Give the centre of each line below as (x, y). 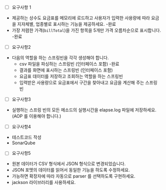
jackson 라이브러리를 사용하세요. (44, 183)
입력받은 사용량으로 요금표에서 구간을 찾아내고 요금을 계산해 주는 (82, 83)
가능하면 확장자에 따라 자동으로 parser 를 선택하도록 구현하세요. (74, 176)
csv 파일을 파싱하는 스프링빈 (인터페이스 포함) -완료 (69, 64)
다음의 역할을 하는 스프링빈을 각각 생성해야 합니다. (60, 58)
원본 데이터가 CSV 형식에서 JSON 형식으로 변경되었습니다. (69, 164)
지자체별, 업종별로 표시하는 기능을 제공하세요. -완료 (67, 24)
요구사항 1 (21, 7)
